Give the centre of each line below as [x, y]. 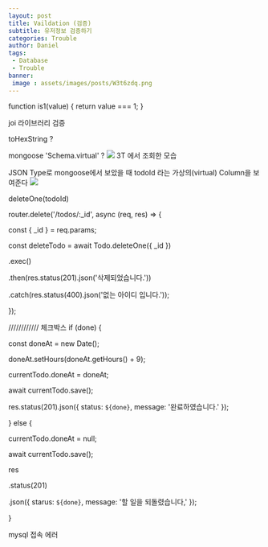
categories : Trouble [43, 38]
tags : [17, 53]
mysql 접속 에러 [33, 534]
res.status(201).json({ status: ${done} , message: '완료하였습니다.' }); [119, 406]
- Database [30, 61]
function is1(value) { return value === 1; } [76, 106]
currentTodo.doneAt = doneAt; [59, 374]
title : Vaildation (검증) [50, 23]
